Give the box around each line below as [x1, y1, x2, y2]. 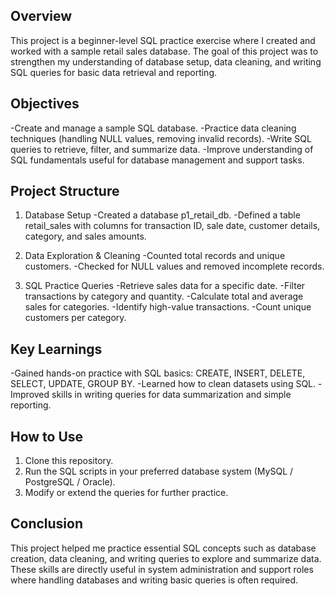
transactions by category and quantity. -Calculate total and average [24, 290, 304, 303]
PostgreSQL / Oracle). [24, 476, 116, 488]
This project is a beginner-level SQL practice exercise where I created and [10, 34, 316, 46]
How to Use [10, 428, 84, 445]
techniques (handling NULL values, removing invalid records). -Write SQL [10, 132, 312, 144]
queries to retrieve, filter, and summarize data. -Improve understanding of [10, 143, 314, 155]
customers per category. [24, 312, 127, 324]
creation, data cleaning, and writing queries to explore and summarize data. [10, 552, 322, 564]
